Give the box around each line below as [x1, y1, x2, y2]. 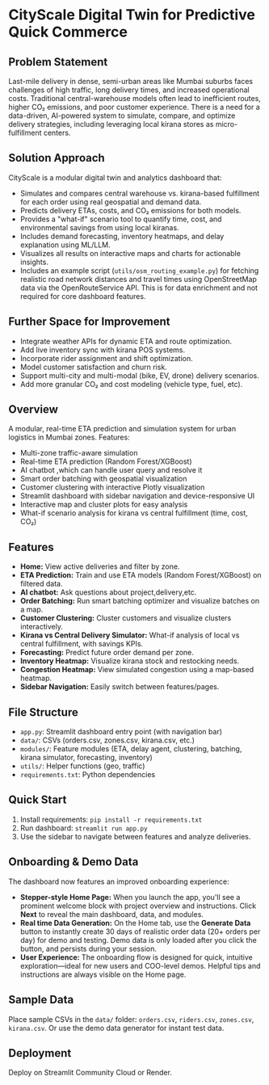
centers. [43, 128, 71, 137]
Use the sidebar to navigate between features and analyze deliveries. [19, 831, 251, 841]
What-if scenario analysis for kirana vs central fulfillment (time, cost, [19, 508, 248, 518]
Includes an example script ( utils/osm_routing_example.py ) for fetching [19, 265, 259, 275]
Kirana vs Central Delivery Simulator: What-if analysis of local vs [19, 630, 240, 640]
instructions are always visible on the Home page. [19, 969, 187, 979]
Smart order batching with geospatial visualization [19, 474, 187, 484]
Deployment [8, 1046, 72, 1060]
